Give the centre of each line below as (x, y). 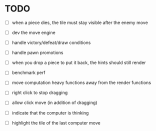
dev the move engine (33, 32)
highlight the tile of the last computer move (56, 122)
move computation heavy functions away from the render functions (81, 82)
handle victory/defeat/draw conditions (51, 42)
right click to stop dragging (40, 92)
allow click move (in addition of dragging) (54, 102)
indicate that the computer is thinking (50, 112)
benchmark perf (28, 72)
